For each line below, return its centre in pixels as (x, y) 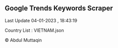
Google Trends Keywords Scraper (59, 8)
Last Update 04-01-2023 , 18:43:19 (41, 20)
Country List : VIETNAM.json (34, 30)
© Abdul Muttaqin (23, 40)
